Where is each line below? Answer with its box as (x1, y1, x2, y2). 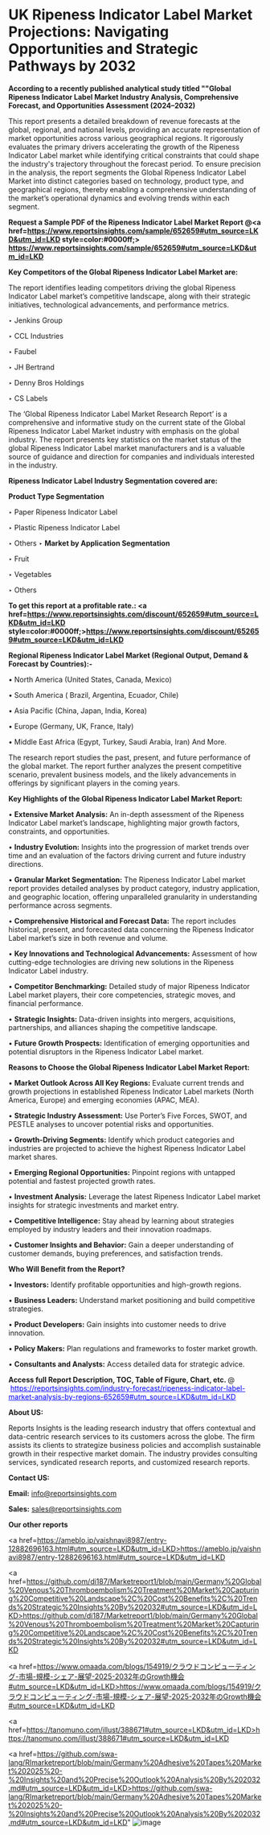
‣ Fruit (8, 554, 30, 563)
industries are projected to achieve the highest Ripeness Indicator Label (8, 1143, 247, 1153)
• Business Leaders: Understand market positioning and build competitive (8, 1295, 256, 1305)
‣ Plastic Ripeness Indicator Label (8, 522, 121, 532)
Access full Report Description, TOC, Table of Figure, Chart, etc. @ (8, 1375, 235, 1384)
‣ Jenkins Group (8, 315, 63, 325)
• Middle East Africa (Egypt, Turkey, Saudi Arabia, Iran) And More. (8, 736, 227, 746)
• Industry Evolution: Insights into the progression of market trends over (8, 842, 249, 852)
